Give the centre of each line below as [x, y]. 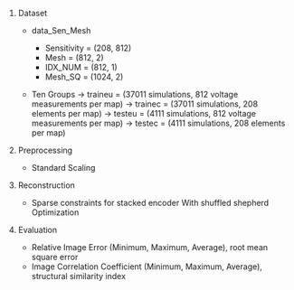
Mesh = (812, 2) [74, 57]
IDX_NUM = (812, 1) [81, 67]
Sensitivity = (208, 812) [88, 48]
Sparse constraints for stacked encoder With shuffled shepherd [150, 203]
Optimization [55, 212]
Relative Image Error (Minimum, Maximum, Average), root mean [150, 247]
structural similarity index [79, 276]
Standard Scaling [63, 168]
